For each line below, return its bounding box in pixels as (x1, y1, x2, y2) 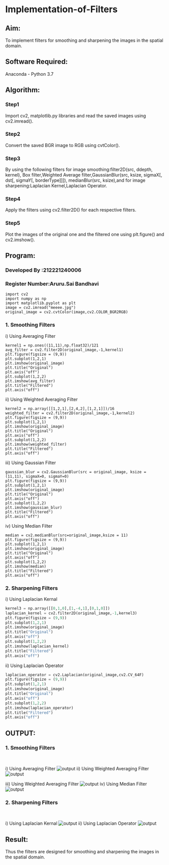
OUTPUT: (5, 729, 36, 737)
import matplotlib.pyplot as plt (5, 301, 76, 306)
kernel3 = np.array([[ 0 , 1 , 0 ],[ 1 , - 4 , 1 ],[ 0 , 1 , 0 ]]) (5, 605, 110, 611)
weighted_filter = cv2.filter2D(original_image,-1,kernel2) (5, 411, 136, 416)
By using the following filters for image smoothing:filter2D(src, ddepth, (5, 166, 153, 172)
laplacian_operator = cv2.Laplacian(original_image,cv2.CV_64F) (5, 672, 144, 677)
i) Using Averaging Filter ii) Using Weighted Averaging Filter (5, 765, 149, 771)
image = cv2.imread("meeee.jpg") (5, 305, 76, 310)
